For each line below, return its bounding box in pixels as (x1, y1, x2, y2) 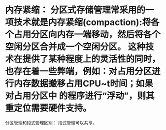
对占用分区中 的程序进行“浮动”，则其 (5, 90, 155, 102)
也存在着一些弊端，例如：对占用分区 (5, 66, 152, 77)
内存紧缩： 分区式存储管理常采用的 (5, 4, 145, 16)
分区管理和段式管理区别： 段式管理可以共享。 (5, 120, 97, 126)
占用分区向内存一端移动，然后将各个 (14, 29, 161, 40)
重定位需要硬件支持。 (5, 103, 92, 114)
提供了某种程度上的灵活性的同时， (22, 53, 161, 65)
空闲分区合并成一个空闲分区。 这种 (5, 41, 145, 52)
